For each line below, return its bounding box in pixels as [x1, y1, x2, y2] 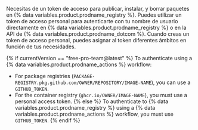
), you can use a [151, 79, 191, 86]
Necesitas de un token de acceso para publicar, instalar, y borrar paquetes [6, 5, 190, 12]
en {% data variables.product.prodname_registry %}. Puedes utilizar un [6, 11, 182, 18]
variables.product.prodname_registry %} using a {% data [14, 104, 156, 111]
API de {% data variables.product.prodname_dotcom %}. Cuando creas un [6, 30, 190, 38]
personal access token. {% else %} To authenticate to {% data [14, 98, 169, 105]
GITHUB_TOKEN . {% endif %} [14, 117, 81, 124]
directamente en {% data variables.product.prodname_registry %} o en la [6, 24, 187, 31]
